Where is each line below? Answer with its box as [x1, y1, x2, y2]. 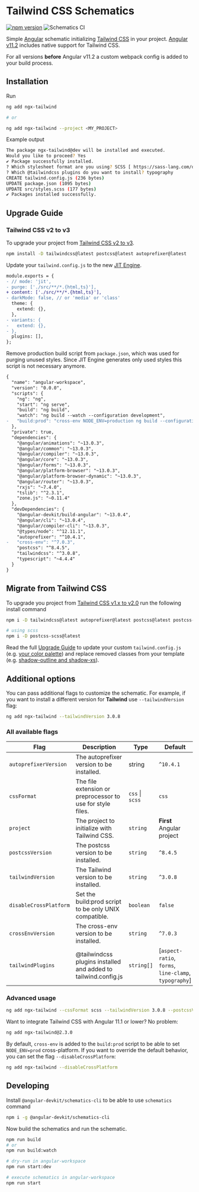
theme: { [11, 301, 33, 307]
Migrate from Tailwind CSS [6, 583, 107, 594]
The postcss [75, 841, 111, 850]
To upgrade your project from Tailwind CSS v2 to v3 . [6, 239, 134, 246]
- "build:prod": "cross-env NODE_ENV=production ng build [6, 418, 158, 424]
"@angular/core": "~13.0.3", [17, 457, 89, 463]
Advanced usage [6, 994, 56, 1002]
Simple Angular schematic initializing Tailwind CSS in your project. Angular [6, 35, 188, 42]
